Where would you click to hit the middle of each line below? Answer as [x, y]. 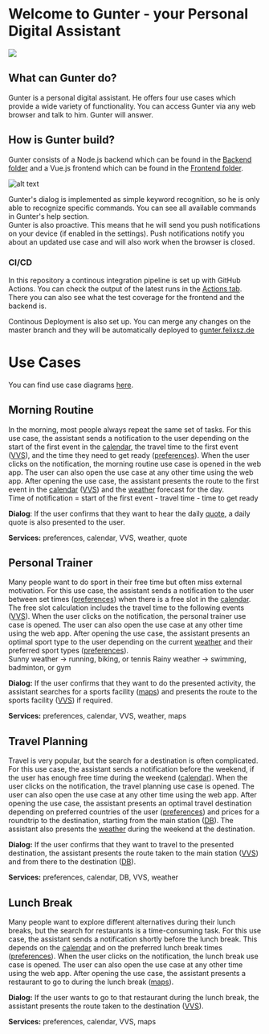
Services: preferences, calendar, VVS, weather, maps [98, 716]
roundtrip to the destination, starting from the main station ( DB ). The [121, 821]
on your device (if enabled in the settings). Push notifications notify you [126, 233]
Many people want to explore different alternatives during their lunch [122, 922]
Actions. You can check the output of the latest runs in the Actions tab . [125, 288]
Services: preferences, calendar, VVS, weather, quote [98, 538]
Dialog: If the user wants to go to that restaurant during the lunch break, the [134, 998]
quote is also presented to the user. [67, 522]
